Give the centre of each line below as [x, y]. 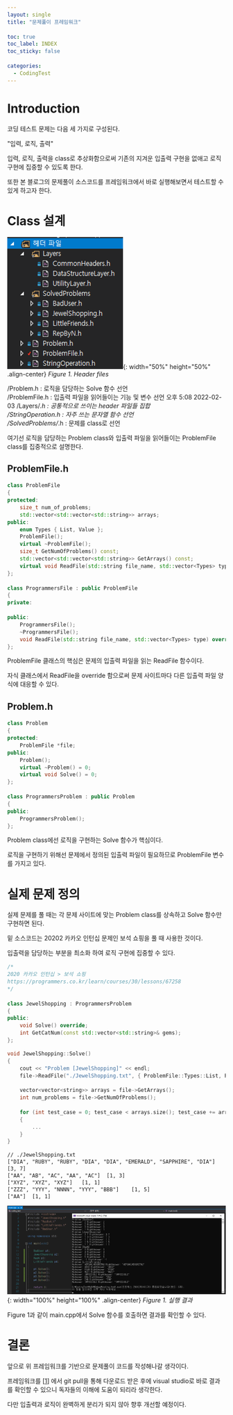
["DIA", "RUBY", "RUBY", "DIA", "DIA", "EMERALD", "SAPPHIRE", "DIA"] [111, 1162]
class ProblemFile [34, 486]
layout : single [29, 15]
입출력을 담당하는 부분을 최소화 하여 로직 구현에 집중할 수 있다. [91, 953]
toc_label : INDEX [32, 44]
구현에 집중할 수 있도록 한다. [45, 167]
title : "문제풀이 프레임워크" [44, 22]
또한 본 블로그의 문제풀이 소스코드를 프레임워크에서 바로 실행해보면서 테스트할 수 [115, 181]
